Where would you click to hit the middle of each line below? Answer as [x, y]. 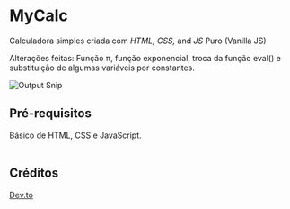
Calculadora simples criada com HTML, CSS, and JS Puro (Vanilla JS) [138, 41]
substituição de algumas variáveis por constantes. [102, 68]
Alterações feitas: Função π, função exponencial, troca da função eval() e [145, 58]
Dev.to [22, 195]
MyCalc [39, 16]
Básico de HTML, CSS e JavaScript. [75, 135]
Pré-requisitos [51, 114]
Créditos [34, 173]
